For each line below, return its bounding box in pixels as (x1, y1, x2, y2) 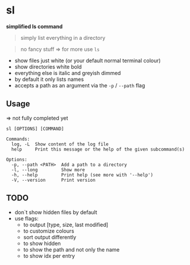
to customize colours (23, 227, 74, 235)
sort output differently (23, 233, 76, 240)
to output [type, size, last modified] (23, 221, 108, 228)
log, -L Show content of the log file (11, 141, 109, 147)
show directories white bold (14, 63, 82, 70)
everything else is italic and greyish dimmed (14, 69, 121, 76)
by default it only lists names (14, 76, 84, 83)
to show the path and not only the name (23, 246, 120, 253)
